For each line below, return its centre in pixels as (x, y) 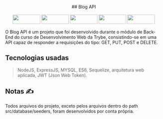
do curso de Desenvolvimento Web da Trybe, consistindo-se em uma (85, 37)
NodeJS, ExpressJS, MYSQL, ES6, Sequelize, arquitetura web (81, 70)
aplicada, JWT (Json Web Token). (52, 75)
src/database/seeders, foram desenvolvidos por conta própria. (70, 111)
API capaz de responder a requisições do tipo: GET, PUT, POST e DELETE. (81, 42)
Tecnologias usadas (37, 58)
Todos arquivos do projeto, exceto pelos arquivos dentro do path (72, 106)
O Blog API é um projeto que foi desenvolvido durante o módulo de (74, 32)
